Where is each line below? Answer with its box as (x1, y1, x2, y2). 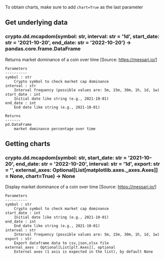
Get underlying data (5, 18, 68, 27)
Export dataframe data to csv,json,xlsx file (14, 241, 109, 246)
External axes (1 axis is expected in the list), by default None (14, 249, 153, 255)
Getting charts (5, 140, 51, 148)
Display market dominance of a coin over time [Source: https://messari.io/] (5, 184, 157, 190)
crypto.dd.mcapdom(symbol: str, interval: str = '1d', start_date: (5, 33, 160, 40)
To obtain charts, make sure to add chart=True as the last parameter (5, 4, 143, 10)
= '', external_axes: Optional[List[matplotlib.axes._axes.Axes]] (5, 167, 158, 173)
